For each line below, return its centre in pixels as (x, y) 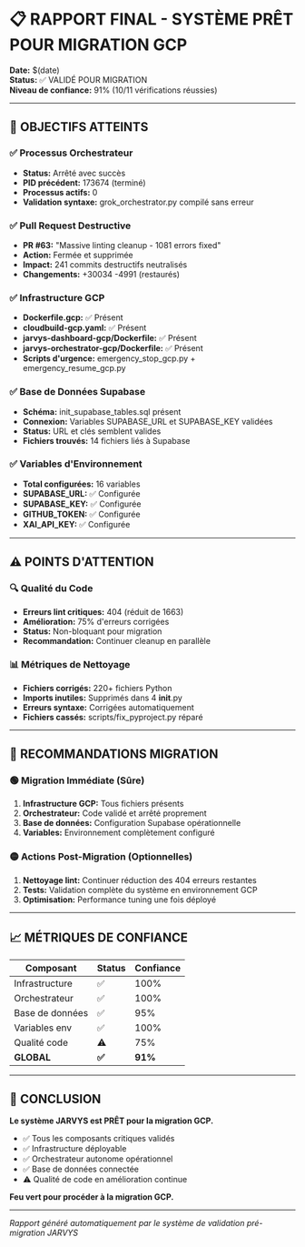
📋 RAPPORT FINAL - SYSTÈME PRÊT (152, 20)
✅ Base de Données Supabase (78, 392)
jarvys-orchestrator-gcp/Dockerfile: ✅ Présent (113, 348)
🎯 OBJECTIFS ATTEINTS (79, 127)
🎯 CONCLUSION (55, 1099)
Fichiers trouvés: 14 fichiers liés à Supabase (106, 440)
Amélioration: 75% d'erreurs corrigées (96, 621)
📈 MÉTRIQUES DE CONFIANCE (99, 938)
